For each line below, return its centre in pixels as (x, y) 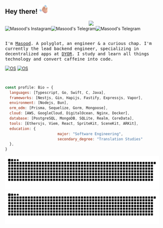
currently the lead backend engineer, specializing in (72, 48)
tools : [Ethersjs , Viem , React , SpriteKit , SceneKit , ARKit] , (74, 123)
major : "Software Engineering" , (90, 134)
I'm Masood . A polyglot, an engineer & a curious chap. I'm (79, 43)
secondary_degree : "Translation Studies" (100, 139)
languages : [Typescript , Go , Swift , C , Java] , (58, 92)
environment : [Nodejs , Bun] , (39, 103)
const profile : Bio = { (29, 87)
